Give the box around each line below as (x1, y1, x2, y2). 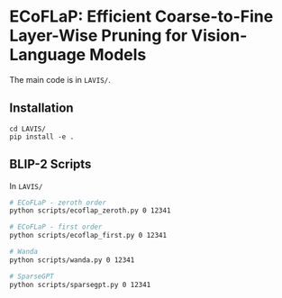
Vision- (190, 25, 248, 46)
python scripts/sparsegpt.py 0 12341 (9, 280, 151, 289)
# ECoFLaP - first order (9, 222, 103, 231)
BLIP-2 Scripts (9, 157, 92, 172)
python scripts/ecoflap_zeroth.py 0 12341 (9, 206, 171, 215)
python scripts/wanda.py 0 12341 (9, 255, 135, 265)
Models (88, 45, 147, 65)
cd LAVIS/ (9, 124, 47, 133)
